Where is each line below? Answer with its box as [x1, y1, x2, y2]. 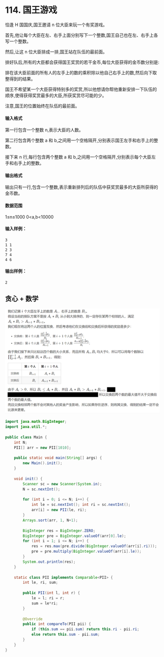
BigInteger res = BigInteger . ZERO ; [23, 528, 96, 533]
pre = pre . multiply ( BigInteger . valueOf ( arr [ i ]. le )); [31, 549, 142, 554]
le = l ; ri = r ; [31, 596, 65, 601]
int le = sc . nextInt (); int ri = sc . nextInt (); [31, 502, 131, 507]
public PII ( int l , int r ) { [23, 591, 80, 595]
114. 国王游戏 [5, 4, 57, 16]
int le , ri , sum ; [23, 580, 58, 585]
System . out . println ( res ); [23, 559, 76, 564]
